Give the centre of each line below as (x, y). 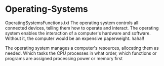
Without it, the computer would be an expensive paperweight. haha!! (75, 38)
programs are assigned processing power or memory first (64, 58)
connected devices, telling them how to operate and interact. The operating (82, 28)
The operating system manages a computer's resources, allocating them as (82, 48)
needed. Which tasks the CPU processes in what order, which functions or (81, 53)
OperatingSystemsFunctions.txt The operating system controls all (72, 23)
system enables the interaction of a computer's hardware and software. (78, 33)
